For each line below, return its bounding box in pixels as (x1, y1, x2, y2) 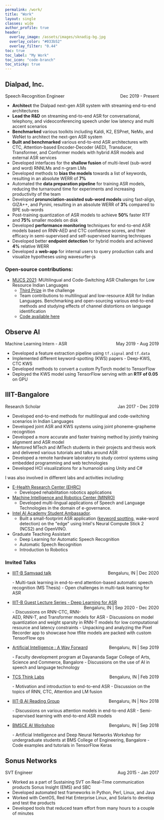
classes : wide (5, 21, 34, 26)
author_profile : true (5, 26, 49, 30)
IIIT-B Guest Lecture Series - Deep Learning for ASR (12, 599, 117, 606)
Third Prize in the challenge (19, 287, 75, 293)
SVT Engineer (5, 769, 33, 775)
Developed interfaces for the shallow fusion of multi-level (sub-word (12, 160, 151, 166)
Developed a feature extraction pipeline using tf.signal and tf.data (12, 350, 150, 356)
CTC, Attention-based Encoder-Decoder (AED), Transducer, (12, 144, 133, 150)
